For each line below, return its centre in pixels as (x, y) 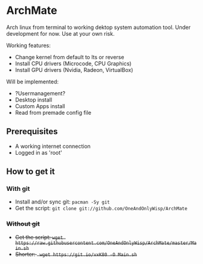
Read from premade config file (53, 112)
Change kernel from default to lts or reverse (69, 57)
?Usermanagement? (40, 93)
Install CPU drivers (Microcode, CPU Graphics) (73, 63)
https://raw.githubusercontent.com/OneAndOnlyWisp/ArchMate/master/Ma (106, 243)
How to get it (31, 172)
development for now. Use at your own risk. (60, 33)
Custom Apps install (40, 106)
